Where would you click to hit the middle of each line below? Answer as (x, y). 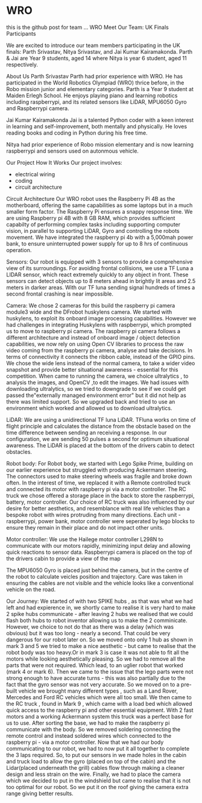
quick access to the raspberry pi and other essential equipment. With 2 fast (100, 710)
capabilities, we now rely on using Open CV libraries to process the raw (95, 344)
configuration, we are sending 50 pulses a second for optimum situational (98, 439)
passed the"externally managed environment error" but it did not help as (96, 395)
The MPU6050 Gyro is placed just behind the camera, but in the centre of (97, 570)
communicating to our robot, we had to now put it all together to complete (98, 748)
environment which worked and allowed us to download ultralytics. (89, 408)
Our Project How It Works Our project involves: (64, 162)
